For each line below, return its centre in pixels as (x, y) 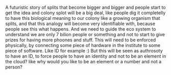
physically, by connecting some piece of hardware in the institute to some (83, 45)
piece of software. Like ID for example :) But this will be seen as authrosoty (84, 51)
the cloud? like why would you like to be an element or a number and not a (83, 61)
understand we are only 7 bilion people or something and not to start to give (85, 34)
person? (14, 67)
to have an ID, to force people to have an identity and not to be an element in (86, 56)
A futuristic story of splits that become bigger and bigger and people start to (86, 7)
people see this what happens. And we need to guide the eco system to (81, 29)
